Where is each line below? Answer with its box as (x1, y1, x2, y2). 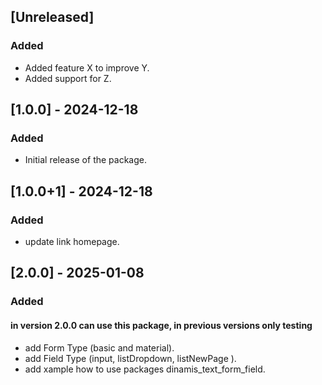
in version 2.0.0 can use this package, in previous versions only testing (10, 319, 313, 331)
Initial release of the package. (24, 154, 147, 166)
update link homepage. (24, 236, 120, 248)
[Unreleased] (10, 9, 95, 26)
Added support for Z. (24, 72, 112, 84)
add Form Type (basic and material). (24, 341, 175, 354)
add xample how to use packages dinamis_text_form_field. (24, 363, 266, 375)
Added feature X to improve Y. (24, 61, 150, 74)
